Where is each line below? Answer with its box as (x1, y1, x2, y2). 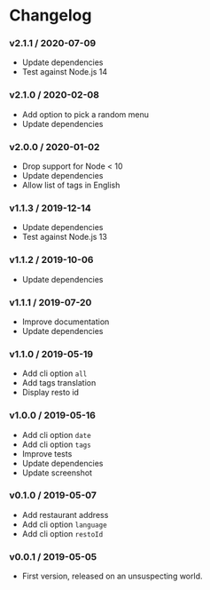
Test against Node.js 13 (21, 232, 108, 243)
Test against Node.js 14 (21, 67, 108, 77)
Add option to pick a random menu (21, 108, 149, 120)
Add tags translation (21, 378, 97, 388)
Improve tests (21, 448, 73, 458)
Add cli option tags (21, 439, 91, 450)
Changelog (9, 5, 92, 26)
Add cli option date (21, 429, 91, 440)
